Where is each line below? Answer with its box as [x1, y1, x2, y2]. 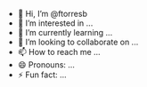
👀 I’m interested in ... [17, 18, 94, 28]
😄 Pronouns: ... [17, 59, 76, 70]
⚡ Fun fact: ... [17, 69, 67, 80]
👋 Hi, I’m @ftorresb [17, 9, 87, 19]
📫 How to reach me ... [17, 47, 101, 57]
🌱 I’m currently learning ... [17, 28, 113, 37]
